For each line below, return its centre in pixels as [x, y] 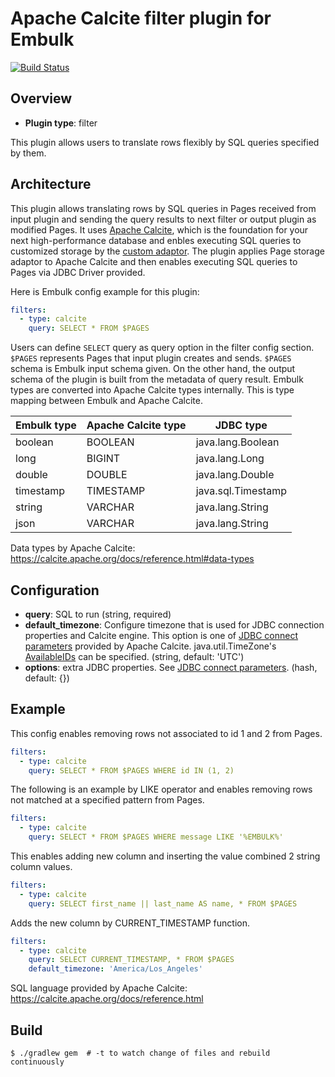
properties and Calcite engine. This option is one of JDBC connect [161, 635]
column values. [41, 867]
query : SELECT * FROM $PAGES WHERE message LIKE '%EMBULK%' [156, 837]
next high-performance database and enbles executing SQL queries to [156, 240]
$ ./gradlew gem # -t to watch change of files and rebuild [140, 1053]
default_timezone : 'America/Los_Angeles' [115, 969]
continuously [37, 1062]
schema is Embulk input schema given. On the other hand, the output [153, 369]
